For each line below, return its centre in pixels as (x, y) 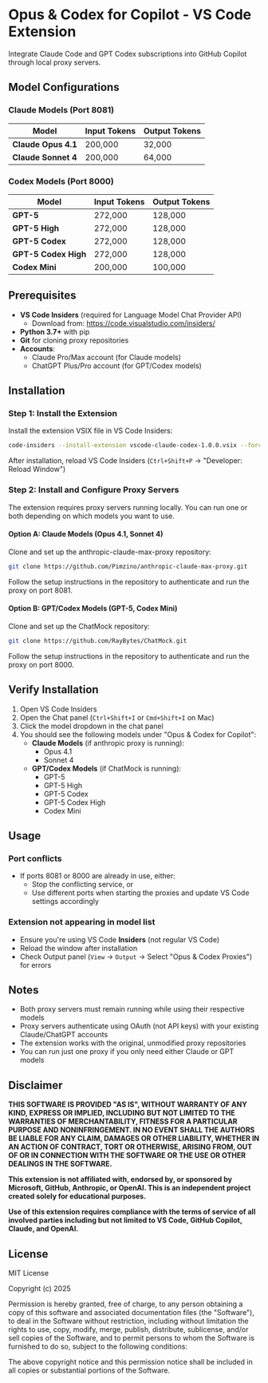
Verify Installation (53, 690)
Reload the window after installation (79, 948)
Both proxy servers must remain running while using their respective (132, 1009)
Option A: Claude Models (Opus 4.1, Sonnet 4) (86, 534)
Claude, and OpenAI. (43, 1229)
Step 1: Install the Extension (63, 414)
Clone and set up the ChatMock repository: (79, 626)
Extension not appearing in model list (82, 922)
